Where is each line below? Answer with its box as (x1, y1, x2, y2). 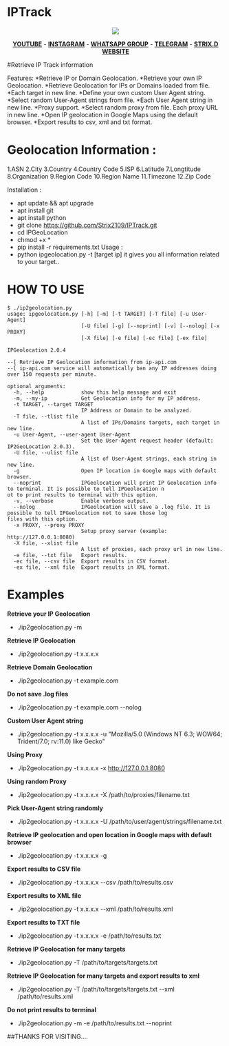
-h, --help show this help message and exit (13, 389, 177, 396)
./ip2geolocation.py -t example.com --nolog (17, 703, 142, 711)
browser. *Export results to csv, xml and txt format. (7, 118, 153, 126)
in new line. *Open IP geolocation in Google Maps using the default (7, 110, 198, 119)
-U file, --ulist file (13, 449, 78, 456)
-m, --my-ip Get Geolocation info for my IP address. (13, 394, 201, 402)
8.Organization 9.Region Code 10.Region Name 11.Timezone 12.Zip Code (7, 172, 211, 180)
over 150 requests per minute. (7, 370, 97, 378)
